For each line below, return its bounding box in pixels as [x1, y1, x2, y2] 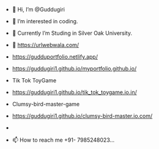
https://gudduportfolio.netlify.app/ [12, 53, 98, 60]
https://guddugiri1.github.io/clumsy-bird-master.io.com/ [12, 112, 153, 119]
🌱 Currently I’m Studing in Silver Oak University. [12, 29, 133, 37]
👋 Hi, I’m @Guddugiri [12, 6, 65, 13]
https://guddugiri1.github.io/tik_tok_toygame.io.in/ [12, 89, 138, 96]
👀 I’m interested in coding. [12, 18, 78, 24]
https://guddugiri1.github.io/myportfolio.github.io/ [12, 65, 137, 72]
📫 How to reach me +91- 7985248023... [12, 136, 115, 144]
